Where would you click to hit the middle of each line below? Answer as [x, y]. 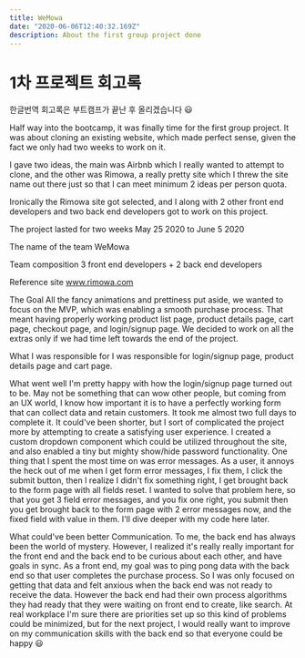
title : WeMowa [36, 18]
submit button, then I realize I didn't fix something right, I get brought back [149, 480]
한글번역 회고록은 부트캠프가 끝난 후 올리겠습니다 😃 [101, 109]
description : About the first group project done [106, 35]
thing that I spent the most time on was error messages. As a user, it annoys [152, 461]
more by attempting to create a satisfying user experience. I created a [140, 432]
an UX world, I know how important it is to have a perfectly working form [146, 403]
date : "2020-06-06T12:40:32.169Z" [75, 26]
